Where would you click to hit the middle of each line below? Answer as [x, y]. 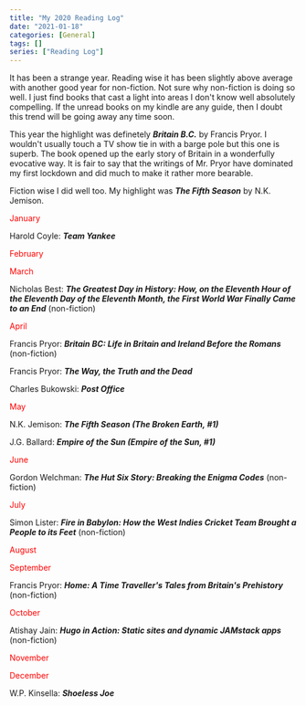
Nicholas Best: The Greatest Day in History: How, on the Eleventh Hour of [150, 290]
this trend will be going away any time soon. [92, 117]
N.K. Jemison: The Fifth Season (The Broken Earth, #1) [114, 425]
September [31, 568]
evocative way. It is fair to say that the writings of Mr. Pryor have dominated [152, 163]
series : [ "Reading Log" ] [57, 52]
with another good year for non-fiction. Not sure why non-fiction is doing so [152, 88]
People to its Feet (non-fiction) [68, 532]
